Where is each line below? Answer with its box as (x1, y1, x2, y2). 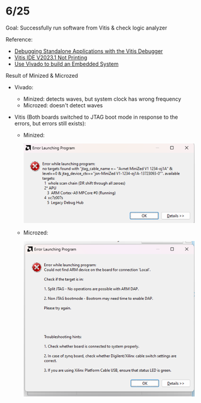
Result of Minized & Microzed (5, 72, 79, 79)
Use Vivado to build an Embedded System (14, 60, 119, 67)
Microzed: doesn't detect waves (23, 101, 103, 109)
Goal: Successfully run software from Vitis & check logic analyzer (5, 24, 167, 31)
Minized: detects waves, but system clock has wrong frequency (23, 95, 181, 102)
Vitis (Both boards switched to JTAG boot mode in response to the (14, 113, 178, 120)
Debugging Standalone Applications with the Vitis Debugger (14, 47, 163, 55)
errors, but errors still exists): (14, 119, 86, 127)
